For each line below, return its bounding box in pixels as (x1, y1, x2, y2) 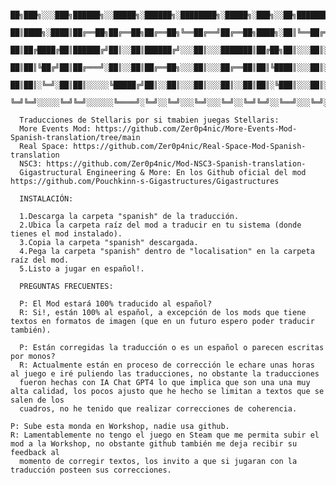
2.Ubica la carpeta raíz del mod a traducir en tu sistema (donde (19, 220, 302, 230)
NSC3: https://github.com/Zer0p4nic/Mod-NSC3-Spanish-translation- (19, 159, 307, 169)
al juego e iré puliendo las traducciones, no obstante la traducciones (10, 369, 320, 379)
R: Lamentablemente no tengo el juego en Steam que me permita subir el (10, 430, 320, 440)
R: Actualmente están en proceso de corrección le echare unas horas (19, 360, 315, 370)
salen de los (10, 395, 65, 405)
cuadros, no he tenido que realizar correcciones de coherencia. (19, 404, 298, 414)
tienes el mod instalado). (10, 229, 123, 239)
